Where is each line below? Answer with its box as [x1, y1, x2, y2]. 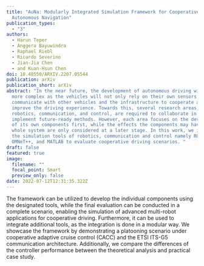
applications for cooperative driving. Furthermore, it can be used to [6, 214, 174, 222]
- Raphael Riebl [12, 49, 53, 55]
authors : [6, 32, 29, 38]
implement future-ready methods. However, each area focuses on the [12, 116, 189, 122]
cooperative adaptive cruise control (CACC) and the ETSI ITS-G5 [6, 233, 168, 240]
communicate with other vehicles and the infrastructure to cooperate [12, 99, 194, 105]
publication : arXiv [6, 77, 56, 83]
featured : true [6, 150, 45, 156]
